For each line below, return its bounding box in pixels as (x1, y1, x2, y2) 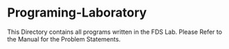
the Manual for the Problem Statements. (7, 35, 121, 43)
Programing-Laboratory (7, 5, 147, 21)
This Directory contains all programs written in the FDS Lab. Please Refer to (7, 28, 223, 36)
